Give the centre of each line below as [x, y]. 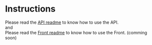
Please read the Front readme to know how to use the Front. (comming [76, 32]
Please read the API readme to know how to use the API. [62, 22]
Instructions [30, 9]
